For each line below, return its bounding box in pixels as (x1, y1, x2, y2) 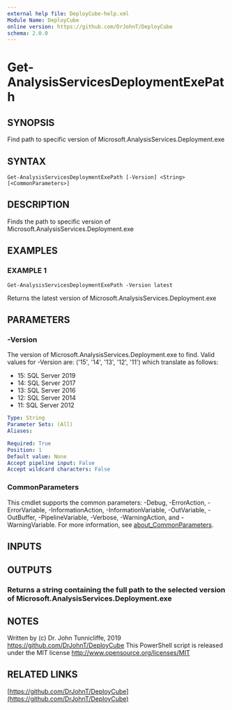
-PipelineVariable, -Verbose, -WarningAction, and (38, 513, 180, 521)
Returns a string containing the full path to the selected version (7, 585, 226, 595)
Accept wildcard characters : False (7, 466, 111, 473)
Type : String (7, 415, 45, 422)
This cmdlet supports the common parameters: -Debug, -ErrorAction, (7, 498, 207, 507)
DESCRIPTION (7, 199, 70, 211)
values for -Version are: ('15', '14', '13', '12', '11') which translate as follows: (7, 358, 219, 366)
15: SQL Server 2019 (17, 372, 76, 380)
